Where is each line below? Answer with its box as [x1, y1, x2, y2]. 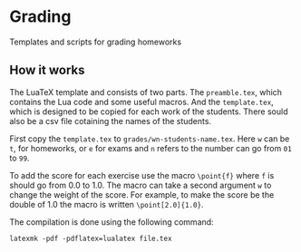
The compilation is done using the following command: [9, 216, 215, 228]
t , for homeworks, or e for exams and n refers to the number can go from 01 [9, 142, 292, 153]
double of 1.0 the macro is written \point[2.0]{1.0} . [9, 199, 204, 209]
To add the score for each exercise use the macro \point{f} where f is [9, 170, 275, 180]
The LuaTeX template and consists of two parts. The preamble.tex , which [9, 86, 283, 97]
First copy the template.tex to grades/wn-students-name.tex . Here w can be [9, 133, 290, 144]
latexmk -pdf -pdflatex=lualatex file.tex [9, 234, 172, 243]
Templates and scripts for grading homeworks [9, 36, 182, 47]
